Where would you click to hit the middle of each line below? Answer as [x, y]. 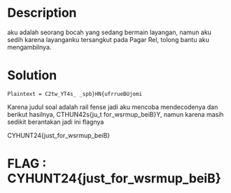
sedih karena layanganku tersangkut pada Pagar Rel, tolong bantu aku [108, 39]
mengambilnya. [29, 47]
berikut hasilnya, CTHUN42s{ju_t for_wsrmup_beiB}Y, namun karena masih [115, 114]
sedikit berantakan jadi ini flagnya [56, 122]
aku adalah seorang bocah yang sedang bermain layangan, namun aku [110, 32]
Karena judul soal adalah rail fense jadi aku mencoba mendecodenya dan [113, 107]
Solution [32, 76]
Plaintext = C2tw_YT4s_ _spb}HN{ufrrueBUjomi [75, 94]
